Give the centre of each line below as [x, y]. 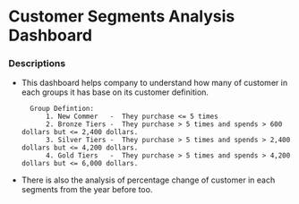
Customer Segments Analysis [122, 17]
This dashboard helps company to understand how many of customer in [154, 83]
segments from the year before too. [87, 190]
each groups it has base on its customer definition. [115, 92]
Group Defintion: [62, 109]
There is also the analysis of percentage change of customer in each [148, 180]
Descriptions [37, 64]
